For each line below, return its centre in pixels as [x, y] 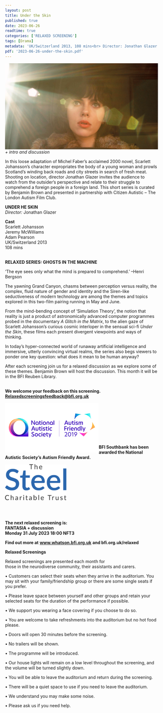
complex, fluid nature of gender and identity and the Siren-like [67, 292]
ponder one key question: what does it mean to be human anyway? [72, 357]
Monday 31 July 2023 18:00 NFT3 [40, 533]
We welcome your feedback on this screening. [53, 391]
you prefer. [16, 586]
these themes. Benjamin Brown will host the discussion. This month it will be [81, 371]
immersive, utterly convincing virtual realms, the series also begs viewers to [81, 352]
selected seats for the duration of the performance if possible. [67, 601]
